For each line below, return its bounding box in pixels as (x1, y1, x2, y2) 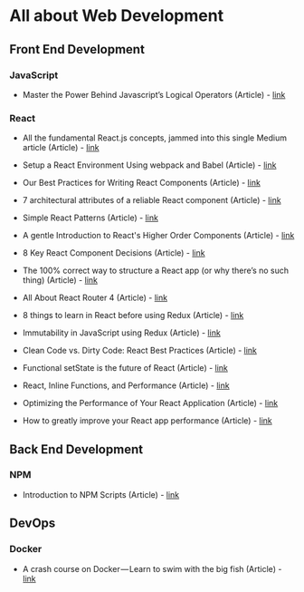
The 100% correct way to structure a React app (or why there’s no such (22, 265, 290, 277)
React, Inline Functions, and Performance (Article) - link (22, 380, 230, 391)
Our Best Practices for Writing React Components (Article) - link (22, 178, 261, 189)
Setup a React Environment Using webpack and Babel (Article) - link (22, 160, 277, 170)
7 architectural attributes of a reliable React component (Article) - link (22, 195, 282, 206)
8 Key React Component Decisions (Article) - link (22, 247, 205, 258)
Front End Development (9, 42, 145, 57)
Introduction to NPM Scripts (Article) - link (22, 489, 180, 500)
